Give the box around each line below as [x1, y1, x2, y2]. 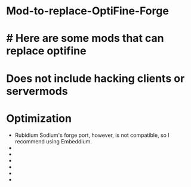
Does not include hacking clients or [6, 72, 185, 85]
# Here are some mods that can [6, 32, 164, 45]
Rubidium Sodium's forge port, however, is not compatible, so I [14, 131, 170, 139]
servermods [6, 84, 68, 98]
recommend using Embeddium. [14, 137, 93, 145]
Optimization [6, 112, 72, 125]
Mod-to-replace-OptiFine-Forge [6, 4, 169, 18]
